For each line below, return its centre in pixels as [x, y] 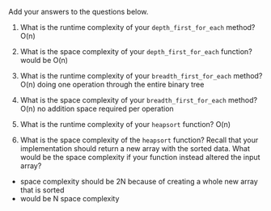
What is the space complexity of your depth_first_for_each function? [136, 51]
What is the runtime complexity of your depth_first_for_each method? [138, 27]
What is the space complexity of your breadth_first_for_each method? [138, 100]
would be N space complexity [70, 198]
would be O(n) [44, 60]
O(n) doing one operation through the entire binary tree [112, 84]
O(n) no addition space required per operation [97, 109]
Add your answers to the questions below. [78, 12]
